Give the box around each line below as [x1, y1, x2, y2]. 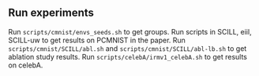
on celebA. [8, 60, 43, 70]
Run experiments [8, 6, 95, 20]
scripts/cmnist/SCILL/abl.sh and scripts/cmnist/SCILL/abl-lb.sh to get [8, 43, 247, 53]
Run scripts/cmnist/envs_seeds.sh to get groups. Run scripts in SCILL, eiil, [8, 27, 252, 36]
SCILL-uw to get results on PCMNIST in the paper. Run [8, 35, 186, 45]
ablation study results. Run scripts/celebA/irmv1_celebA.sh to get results [8, 52, 247, 61]
